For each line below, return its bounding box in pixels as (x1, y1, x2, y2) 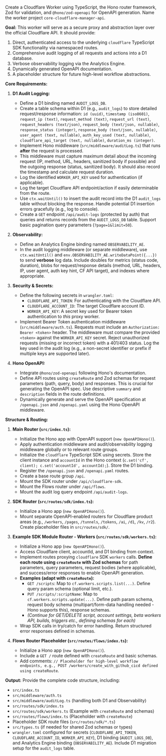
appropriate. (19, 273, 45, 279)
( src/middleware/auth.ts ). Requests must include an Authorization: (19, 324, 160, 330)
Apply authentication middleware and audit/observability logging (19, 441, 153, 447)
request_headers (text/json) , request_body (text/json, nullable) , (19, 122, 160, 127)
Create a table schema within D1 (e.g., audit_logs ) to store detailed (19, 106, 158, 111)
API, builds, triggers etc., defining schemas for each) (27, 617, 136, 623)
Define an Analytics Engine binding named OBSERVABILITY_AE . (19, 241, 145, 247)
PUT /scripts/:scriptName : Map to (27, 591, 98, 597)
